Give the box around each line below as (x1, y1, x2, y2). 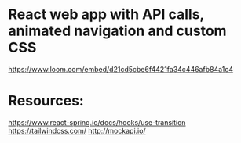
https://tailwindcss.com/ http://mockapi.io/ (8, 126, 147, 135)
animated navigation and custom (8, 22, 227, 40)
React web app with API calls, (8, 5, 204, 23)
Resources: (8, 92, 84, 110)
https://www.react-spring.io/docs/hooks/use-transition (8, 117, 186, 127)
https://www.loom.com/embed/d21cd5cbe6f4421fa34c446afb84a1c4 (8, 64, 234, 73)
